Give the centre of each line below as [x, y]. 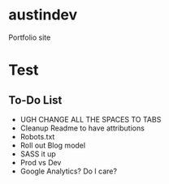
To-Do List [35, 100]
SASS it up [38, 154]
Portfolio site [30, 37]
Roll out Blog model [53, 145]
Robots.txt [37, 136]
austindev [43, 15]
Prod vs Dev [41, 162]
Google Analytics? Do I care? [69, 171]
